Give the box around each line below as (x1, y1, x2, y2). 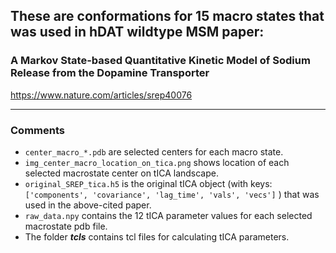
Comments (10, 123, 65, 137)
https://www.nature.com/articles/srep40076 (10, 89, 193, 101)
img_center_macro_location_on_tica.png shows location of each (24, 156, 290, 168)
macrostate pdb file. (24, 220, 108, 232)
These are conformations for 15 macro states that (10, 8, 325, 25)
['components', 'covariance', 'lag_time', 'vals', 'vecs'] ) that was (24, 188, 320, 200)
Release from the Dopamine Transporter (10, 66, 210, 80)
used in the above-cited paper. (24, 199, 152, 211)
